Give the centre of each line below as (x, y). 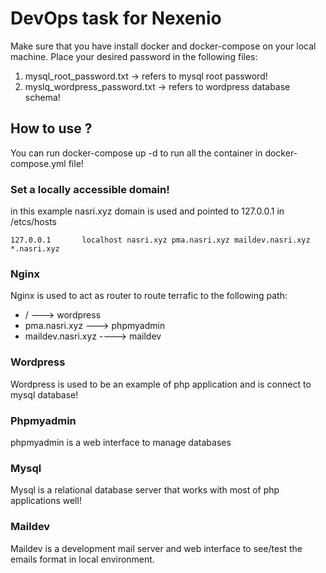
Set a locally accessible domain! (90, 189)
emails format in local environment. (82, 559)
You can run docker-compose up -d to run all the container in (136, 153)
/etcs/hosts (33, 222)
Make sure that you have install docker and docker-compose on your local (163, 46)
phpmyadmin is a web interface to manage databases (121, 442)
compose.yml (38, 163)
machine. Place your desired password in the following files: (134, 56)
